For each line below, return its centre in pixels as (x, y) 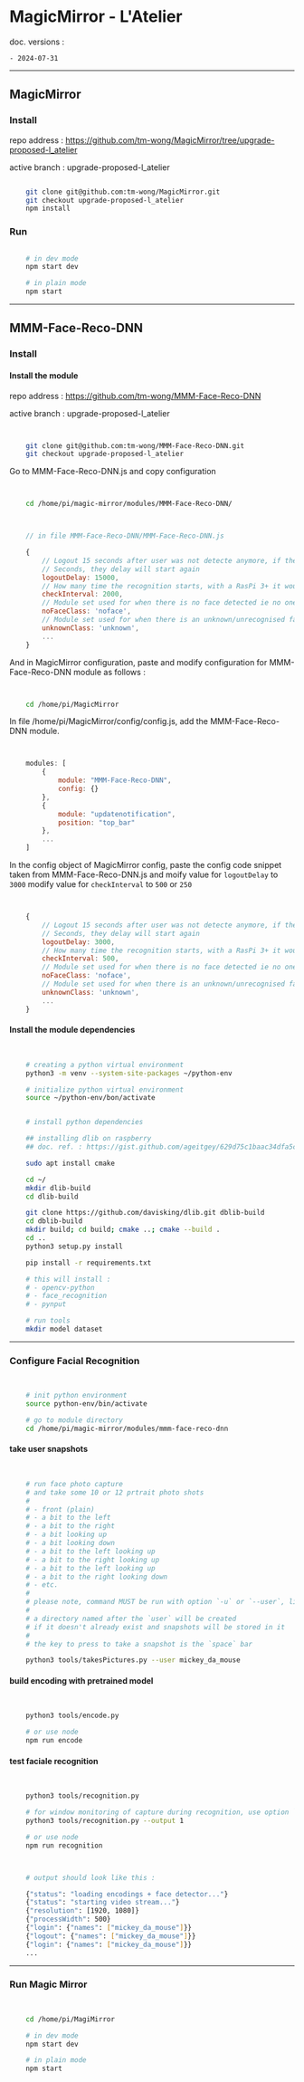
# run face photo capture (75, 1484)
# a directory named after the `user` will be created (131, 1619)
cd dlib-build (52, 1197)
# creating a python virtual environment (104, 1065)
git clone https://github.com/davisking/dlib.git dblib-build (145, 1213)
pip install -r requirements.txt (89, 1263)
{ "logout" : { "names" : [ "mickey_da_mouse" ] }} (111, 1936)
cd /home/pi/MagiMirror (71, 2019)
